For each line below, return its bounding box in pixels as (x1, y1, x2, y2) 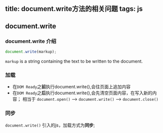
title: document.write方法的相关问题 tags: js (5, 4, 143, 13)
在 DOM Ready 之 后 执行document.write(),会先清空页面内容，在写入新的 (12, 90, 153, 96)
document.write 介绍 (5, 38, 56, 45)
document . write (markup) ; (5, 49, 57, 55)
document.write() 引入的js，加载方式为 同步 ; (5, 122, 95, 128)
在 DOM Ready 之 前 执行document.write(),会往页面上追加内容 (12, 84, 131, 90)
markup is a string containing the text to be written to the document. (5, 58, 143, 64)
